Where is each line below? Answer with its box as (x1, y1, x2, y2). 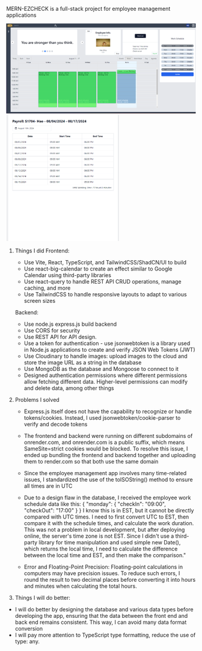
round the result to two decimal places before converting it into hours (23, 576, 196, 583)
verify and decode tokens (23, 420, 88, 428)
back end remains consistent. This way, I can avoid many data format (14, 618, 187, 626)
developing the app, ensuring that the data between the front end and (14, 612, 188, 619)
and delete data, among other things (23, 384, 114, 391)
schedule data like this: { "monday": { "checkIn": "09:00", (23, 500, 167, 508)
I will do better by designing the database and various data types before (14, 605, 194, 613)
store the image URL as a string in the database (23, 358, 142, 366)
